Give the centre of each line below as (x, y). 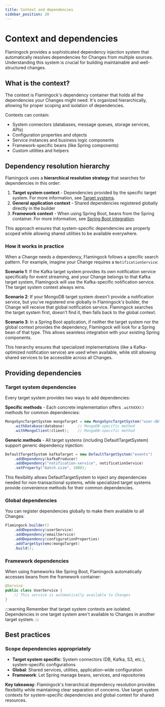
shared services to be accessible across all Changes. (59, 358)
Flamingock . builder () (27, 525)
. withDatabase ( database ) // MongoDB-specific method (74, 426)
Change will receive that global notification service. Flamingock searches (79, 307)
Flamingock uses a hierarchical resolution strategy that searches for (75, 178)
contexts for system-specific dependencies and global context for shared (80, 695)
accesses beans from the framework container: (53, 577)
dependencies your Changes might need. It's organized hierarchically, (76, 100)
